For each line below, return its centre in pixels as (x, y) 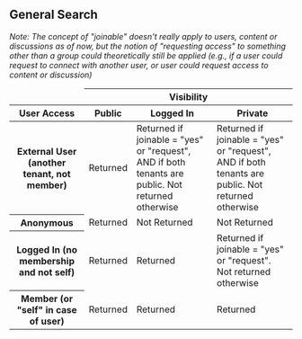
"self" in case (47, 310)
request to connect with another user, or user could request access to (139, 65)
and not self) (47, 272)
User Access (47, 113)
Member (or (47, 299)
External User (47, 151)
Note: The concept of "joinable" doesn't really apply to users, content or (143, 36)
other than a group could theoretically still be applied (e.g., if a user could (146, 55)
